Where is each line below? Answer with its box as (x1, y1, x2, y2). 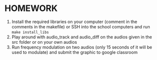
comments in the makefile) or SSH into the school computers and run (11, 24, 150, 29)
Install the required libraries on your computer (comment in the (11, 19, 138, 24)
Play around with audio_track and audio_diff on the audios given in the (11, 34, 152, 40)
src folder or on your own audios (11, 39, 77, 45)
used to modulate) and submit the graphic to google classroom (11, 49, 138, 55)
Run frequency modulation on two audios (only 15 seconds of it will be (11, 44, 153, 50)
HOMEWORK (4, 3, 58, 14)
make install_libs (11, 30, 49, 35)
